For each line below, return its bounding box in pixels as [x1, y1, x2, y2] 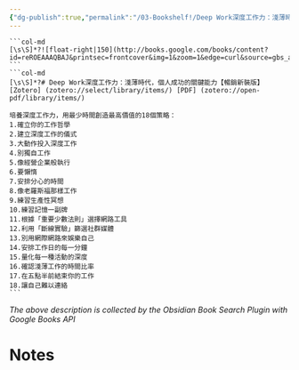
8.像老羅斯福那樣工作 [9, 186, 77, 196]
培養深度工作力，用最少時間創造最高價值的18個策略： [9, 110, 176, 120]
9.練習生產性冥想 [9, 196, 64, 205]
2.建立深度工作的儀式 [9, 130, 77, 139]
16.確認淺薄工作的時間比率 [9, 261, 95, 271]
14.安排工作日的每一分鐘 [9, 243, 88, 252]
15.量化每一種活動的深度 [9, 253, 88, 261]
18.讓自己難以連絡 [9, 281, 69, 290]
